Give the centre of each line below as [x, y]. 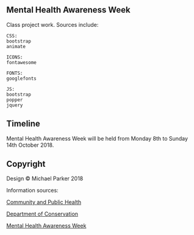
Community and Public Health [44, 202]
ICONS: [15, 57]
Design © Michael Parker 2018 [45, 178]
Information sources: [33, 191]
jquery [15, 105]
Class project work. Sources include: [52, 24]
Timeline [23, 124]
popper [15, 100]
